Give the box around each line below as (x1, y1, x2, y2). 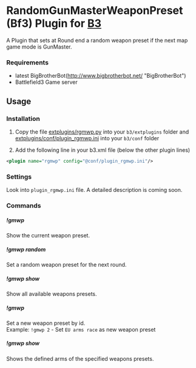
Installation (6, 114, 41, 123)
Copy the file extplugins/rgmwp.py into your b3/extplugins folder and (15, 128, 189, 135)
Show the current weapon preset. (6, 231, 90, 239)
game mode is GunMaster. (6, 43, 72, 50)
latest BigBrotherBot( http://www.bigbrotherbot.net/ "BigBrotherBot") (15, 72, 186, 80)
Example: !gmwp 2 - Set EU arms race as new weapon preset (6, 325, 156, 333)
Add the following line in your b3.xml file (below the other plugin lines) (15, 146, 191, 154)
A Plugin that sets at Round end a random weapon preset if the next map (6, 36, 188, 44)
